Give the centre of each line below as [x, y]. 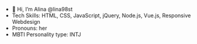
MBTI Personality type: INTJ [46, 34]
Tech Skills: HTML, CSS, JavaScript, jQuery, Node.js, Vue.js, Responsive [101, 15]
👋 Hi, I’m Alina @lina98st [42, 9]
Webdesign [26, 22]
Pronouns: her [29, 28]
